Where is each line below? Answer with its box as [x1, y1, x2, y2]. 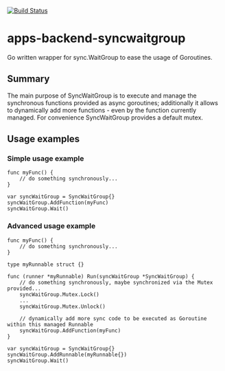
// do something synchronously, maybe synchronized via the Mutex [19, 279, 213, 286]
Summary [7, 73, 50, 85]
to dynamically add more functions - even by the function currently [7, 106, 197, 114]
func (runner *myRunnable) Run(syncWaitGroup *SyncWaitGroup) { [7, 273, 195, 280]
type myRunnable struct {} [7, 261, 84, 268]
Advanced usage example [7, 221, 96, 231]
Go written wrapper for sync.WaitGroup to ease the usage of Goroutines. [7, 53, 213, 61]
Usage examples [7, 133, 80, 145]
